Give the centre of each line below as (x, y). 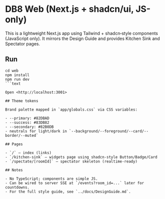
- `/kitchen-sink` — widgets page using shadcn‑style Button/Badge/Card (81, 157)
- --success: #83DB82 (27, 122)
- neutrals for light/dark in (36, 131)
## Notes (14, 170)
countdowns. (17, 187)
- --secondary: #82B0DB (30, 127)
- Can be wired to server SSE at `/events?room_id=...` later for (75, 183)
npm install (17, 75)
